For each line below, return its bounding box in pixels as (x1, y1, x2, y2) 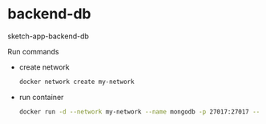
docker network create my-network (18, 78, 135, 86)
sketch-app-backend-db (7, 31, 90, 41)
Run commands (7, 46, 59, 56)
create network (18, 62, 70, 72)
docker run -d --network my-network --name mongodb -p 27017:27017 (18, 107, 250, 116)
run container (18, 92, 64, 102)
